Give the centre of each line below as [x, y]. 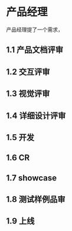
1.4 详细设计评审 [36, 115]
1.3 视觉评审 [28, 94]
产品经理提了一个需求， [35, 29]
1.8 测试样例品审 [36, 199]
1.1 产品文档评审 [35, 50]
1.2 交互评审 [28, 72]
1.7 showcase [32, 178]
